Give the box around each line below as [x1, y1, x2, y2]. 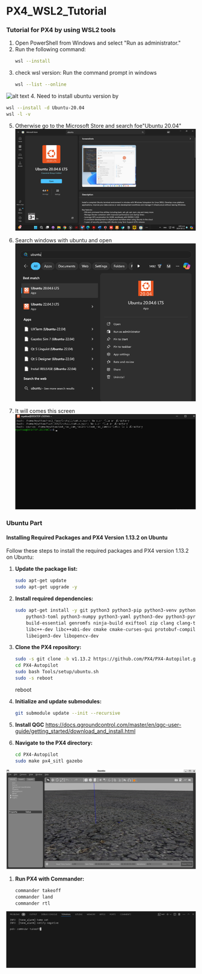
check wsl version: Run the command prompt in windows [14, 69, 158, 77]
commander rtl [14, 900, 50, 906]
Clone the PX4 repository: [14, 644, 82, 651]
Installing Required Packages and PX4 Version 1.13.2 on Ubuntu [6, 533, 168, 541]
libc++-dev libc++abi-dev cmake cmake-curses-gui [26, 626, 153, 632]
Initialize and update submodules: [14, 697, 102, 705]
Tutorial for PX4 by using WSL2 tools [6, 26, 116, 34]
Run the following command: [14, 46, 86, 53]
